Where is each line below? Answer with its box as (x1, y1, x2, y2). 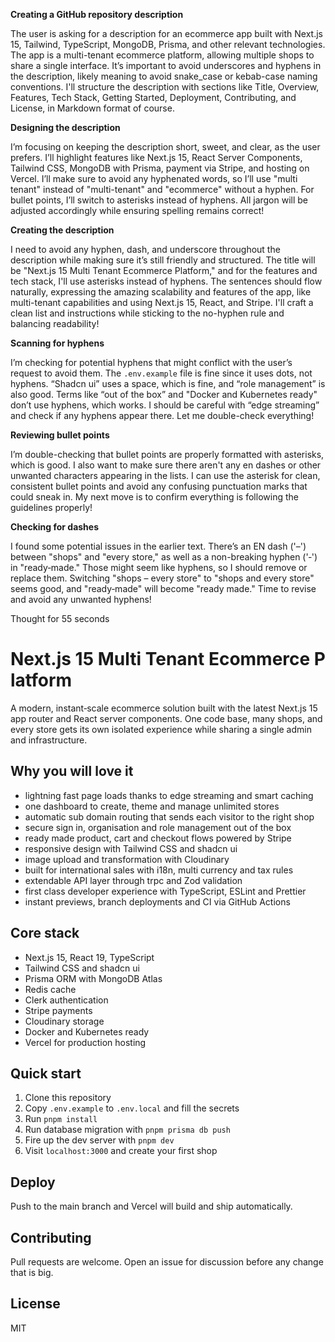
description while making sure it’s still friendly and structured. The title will (10, 254, 316, 266)
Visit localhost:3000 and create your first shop (24, 1145, 218, 1157)
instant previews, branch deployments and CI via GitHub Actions (24, 895, 291, 908)
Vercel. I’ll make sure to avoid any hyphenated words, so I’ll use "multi (10, 173, 298, 184)
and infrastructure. (10, 734, 88, 746)
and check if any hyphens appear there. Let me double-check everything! (10, 410, 315, 421)
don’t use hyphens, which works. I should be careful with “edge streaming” (10, 399, 320, 411)
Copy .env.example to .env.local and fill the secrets (24, 1102, 240, 1114)
